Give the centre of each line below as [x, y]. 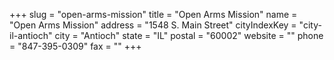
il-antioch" [31, 35]
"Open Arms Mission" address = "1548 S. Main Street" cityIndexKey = [153, 25]
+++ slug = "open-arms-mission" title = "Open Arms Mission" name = [153, 14]
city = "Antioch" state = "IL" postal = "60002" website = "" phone [189, 35]
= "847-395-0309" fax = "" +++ [75, 46]
